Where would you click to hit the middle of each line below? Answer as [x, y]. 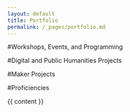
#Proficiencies [28, 88]
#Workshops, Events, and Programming [65, 47]
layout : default [31, 14]
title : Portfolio [33, 20]
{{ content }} [25, 101]
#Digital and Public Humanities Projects [65, 61]
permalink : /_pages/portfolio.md [57, 27]
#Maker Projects [31, 74]
